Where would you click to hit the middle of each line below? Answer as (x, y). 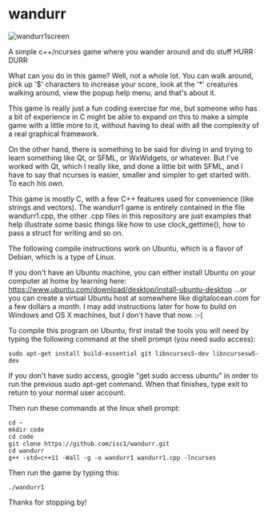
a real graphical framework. (54, 134)
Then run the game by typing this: (64, 473)
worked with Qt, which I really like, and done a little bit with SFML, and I (126, 166)
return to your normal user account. (67, 392)
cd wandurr (26, 451)
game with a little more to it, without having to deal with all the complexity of (134, 125)
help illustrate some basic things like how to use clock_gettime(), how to (127, 224)
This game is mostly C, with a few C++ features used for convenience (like (131, 199)
